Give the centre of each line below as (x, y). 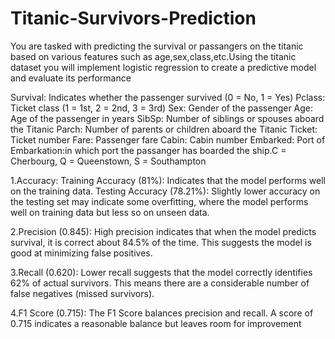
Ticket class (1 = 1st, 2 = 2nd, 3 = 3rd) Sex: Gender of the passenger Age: (162, 108)
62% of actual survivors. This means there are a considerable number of (160, 283)
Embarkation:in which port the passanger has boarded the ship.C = (148, 150)
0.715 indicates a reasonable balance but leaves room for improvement (156, 323)
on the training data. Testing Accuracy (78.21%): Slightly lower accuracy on (165, 191)
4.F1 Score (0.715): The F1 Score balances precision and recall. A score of (162, 313)
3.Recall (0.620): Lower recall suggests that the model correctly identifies (161, 272)
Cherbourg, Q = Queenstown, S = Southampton (108, 161)
